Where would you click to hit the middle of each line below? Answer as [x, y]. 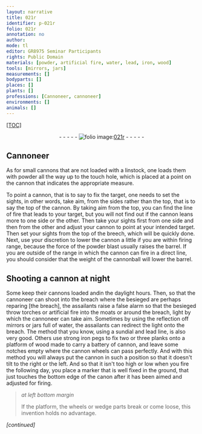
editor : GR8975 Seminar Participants [54, 52]
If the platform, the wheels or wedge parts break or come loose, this [106, 407]
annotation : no [25, 35]
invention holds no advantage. [59, 413]
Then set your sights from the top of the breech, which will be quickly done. [101, 233]
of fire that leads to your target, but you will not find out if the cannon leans [100, 214]
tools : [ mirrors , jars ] [36, 68]
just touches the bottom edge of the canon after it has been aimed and [94, 377]
